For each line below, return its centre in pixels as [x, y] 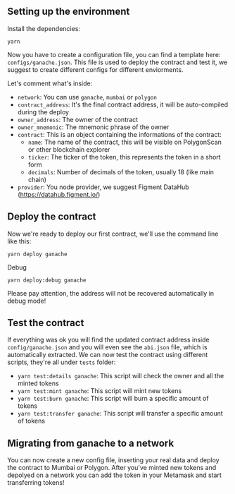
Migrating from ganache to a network [91, 443]
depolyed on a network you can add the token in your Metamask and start [114, 475]
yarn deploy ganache [38, 254]
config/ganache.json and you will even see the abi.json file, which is [107, 347]
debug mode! [27, 301]
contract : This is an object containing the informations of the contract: [119, 134]
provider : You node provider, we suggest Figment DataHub [103, 187]
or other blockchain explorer [69, 149]
